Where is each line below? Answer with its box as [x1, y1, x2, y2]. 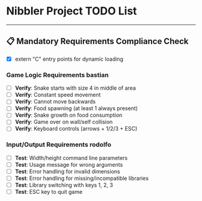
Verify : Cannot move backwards [14, 98, 96, 105]
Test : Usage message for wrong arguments [14, 161, 123, 168]
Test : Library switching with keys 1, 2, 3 [14, 182, 113, 189]
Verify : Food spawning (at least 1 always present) [14, 105, 138, 112]
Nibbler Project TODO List [6, 4, 137, 18]
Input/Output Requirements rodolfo [6, 140, 112, 149]
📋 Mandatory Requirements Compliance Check [6, 36, 189, 46]
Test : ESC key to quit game [14, 188, 83, 196]
